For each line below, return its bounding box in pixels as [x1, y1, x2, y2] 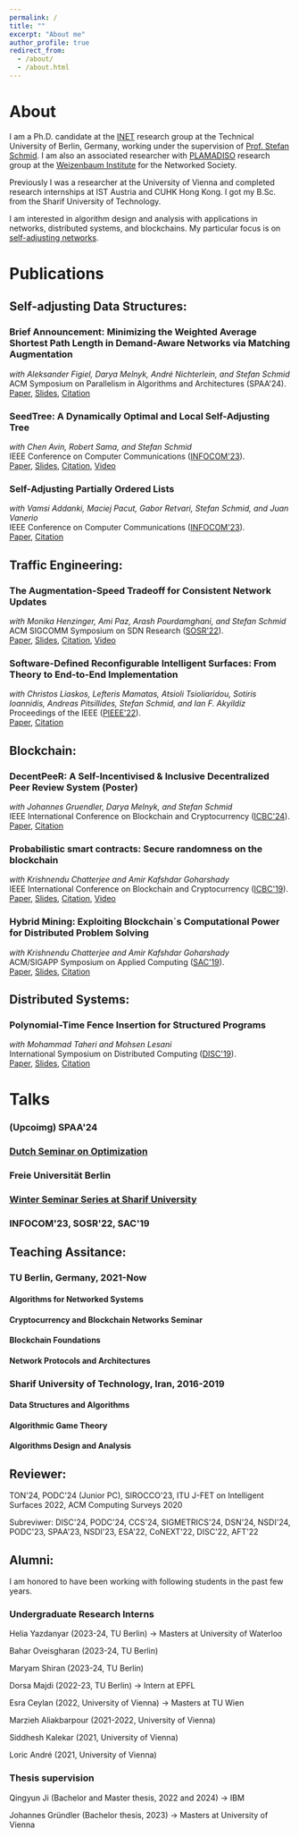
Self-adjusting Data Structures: [9, 299, 187, 314]
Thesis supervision [9, 1772, 95, 1784]
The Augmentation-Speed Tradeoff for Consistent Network [9, 584, 272, 597]
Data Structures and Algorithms [9, 1400, 130, 1410]
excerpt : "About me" [9, 30, 87, 38]
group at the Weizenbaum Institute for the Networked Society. [9, 159, 237, 170]
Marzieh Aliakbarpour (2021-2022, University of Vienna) [9, 1714, 216, 1726]
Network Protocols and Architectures [9, 1355, 151, 1366]
